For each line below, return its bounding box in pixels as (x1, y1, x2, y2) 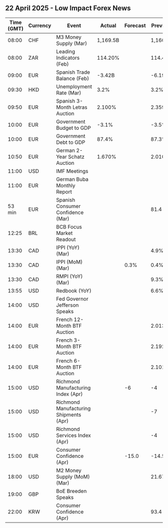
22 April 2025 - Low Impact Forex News (5, 4, 131, 13)
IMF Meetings (55, 167, 88, 174)
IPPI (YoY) (55, 244, 80, 251)
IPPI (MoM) (55, 258, 83, 265)
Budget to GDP (55, 124, 91, 131)
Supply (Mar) (55, 40, 87, 47)
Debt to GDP (55, 139, 85, 146)
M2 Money (55, 467, 81, 474)
